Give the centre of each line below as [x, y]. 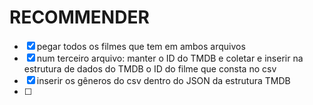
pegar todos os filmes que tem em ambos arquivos [141, 46]
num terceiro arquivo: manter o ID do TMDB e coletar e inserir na [170, 58]
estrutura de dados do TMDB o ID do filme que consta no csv [150, 68]
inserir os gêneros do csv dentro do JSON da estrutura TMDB [163, 80]
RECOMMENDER [79, 17]
